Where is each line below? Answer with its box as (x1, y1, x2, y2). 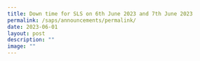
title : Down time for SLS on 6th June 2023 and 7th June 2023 (7, 10, 193, 18)
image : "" (7, 43, 36, 50)
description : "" (7, 36, 55, 43)
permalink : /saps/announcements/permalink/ (7, 17, 137, 24)
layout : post (7, 29, 46, 37)
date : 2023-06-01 (7, 23, 58, 30)
